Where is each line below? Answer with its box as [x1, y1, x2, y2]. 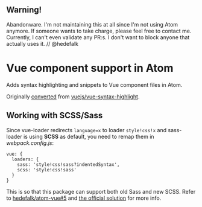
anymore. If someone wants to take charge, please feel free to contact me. [6, 27, 192, 34]
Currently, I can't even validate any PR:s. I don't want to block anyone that [6, 33, 190, 41]
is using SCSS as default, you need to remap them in [23, 133, 155, 140]
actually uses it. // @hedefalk [6, 40, 78, 47]
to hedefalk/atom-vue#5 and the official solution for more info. [6, 194, 162, 202]
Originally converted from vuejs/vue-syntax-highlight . [6, 93, 140, 100]
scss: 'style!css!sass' [17, 167, 77, 173]
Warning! [6, 5, 42, 15]
